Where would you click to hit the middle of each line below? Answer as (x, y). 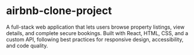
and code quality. (27, 46)
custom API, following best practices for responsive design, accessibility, (95, 39)
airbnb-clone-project (59, 11)
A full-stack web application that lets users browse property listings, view (95, 27)
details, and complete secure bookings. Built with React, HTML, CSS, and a (97, 33)
